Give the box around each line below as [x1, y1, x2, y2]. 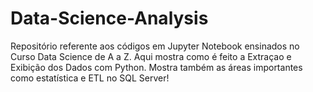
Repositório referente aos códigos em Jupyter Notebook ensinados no [10, 40, 300, 52]
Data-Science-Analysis [10, 7, 209, 30]
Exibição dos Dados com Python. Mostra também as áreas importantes [10, 61, 303, 73]
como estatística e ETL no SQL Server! [10, 72, 170, 84]
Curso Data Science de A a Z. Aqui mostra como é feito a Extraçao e [10, 50, 292, 62]
